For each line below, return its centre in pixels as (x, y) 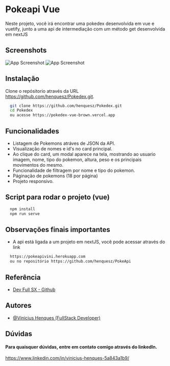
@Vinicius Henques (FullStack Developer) (56, 318)
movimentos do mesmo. (38, 165)
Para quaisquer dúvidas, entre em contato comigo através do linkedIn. (81, 347)
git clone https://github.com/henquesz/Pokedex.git (66, 106)
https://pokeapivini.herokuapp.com (48, 257)
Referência (23, 277)
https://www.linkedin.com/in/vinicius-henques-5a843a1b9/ (67, 358)
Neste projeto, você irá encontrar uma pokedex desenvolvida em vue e (80, 23)
